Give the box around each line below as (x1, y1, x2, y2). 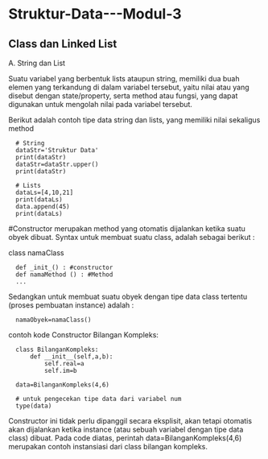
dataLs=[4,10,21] (15, 188, 74, 196)
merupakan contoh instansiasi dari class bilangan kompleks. (8, 442, 208, 451)
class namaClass (8, 248, 64, 258)
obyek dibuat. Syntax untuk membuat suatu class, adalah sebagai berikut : (8, 233, 255, 242)
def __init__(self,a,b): (29, 353, 113, 361)
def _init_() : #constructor (15, 263, 113, 271)
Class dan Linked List (8, 37, 118, 51)
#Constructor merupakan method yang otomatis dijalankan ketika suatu (8, 224, 245, 234)
